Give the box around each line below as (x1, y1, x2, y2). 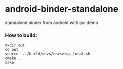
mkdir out (5, 43, 25, 48)
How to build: (5, 32, 38, 39)
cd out (5, 47, 19, 52)
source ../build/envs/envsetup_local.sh (5, 51, 91, 57)
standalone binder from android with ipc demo (5, 20, 99, 25)
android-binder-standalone (5, 3, 119, 15)
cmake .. (5, 56, 23, 61)
